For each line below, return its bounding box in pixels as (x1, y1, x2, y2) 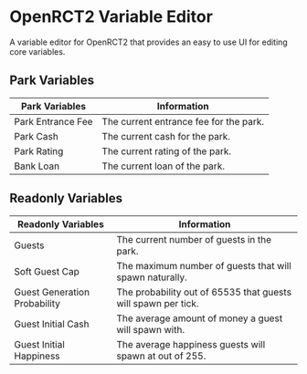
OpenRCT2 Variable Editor (9, 6, 213, 27)
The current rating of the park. (101, 144, 232, 157)
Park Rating (14, 144, 64, 157)
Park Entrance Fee (14, 115, 93, 128)
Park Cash (14, 130, 59, 142)
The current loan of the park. (101, 160, 226, 172)
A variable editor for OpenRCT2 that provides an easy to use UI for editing (9, 36, 288, 47)
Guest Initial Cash (14, 317, 90, 330)
